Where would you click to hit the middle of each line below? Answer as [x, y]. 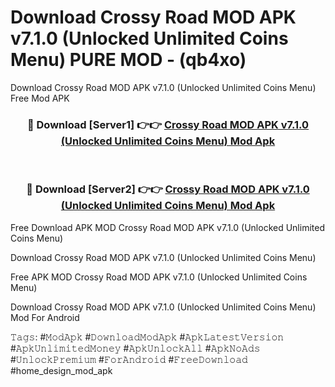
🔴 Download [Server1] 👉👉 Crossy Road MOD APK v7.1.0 [168, 124]
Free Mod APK [40, 98]
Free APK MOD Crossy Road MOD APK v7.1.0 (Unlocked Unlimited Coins [159, 277]
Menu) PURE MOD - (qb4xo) [128, 60]
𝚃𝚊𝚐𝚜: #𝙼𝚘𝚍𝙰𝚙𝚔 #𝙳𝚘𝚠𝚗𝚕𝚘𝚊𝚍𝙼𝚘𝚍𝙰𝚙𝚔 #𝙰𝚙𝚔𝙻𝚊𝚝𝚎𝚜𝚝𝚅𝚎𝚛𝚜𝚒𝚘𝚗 [147, 337]
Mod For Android [45, 317]
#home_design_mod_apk [61, 370]
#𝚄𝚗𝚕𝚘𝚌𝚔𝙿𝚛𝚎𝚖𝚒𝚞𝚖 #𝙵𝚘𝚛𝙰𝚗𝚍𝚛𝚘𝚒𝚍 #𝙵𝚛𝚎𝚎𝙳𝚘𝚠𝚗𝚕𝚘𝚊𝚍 [129, 359]
